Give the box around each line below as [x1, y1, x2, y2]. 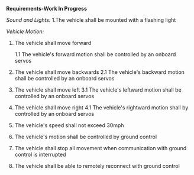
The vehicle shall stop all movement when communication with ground [14, 145, 187, 151]
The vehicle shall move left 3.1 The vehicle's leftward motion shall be [14, 86, 182, 93]
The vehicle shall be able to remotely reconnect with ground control [14, 163, 180, 169]
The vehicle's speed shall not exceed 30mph [14, 122, 124, 129]
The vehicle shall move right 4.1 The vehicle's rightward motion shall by [14, 104, 189, 111]
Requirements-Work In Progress [6, 5, 88, 12]
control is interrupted [14, 151, 66, 158]
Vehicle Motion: [6, 28, 44, 35]
